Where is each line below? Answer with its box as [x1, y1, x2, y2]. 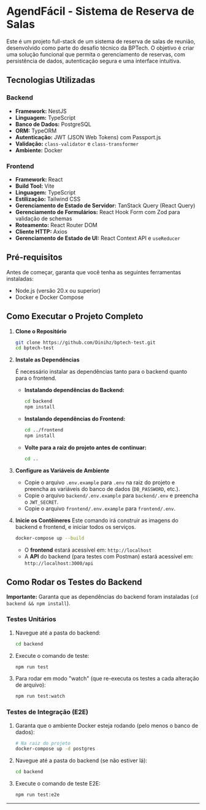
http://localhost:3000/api [24, 560, 94, 566]
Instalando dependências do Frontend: [24, 415, 126, 423]
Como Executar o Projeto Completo [6, 311, 143, 322]
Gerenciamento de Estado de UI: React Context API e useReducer [15, 234, 181, 242]
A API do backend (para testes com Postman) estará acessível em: [24, 552, 194, 560]
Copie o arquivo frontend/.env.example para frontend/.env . [24, 504, 176, 512]
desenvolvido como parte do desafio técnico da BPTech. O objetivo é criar [6, 44, 194, 52]
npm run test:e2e [15, 792, 60, 798]
